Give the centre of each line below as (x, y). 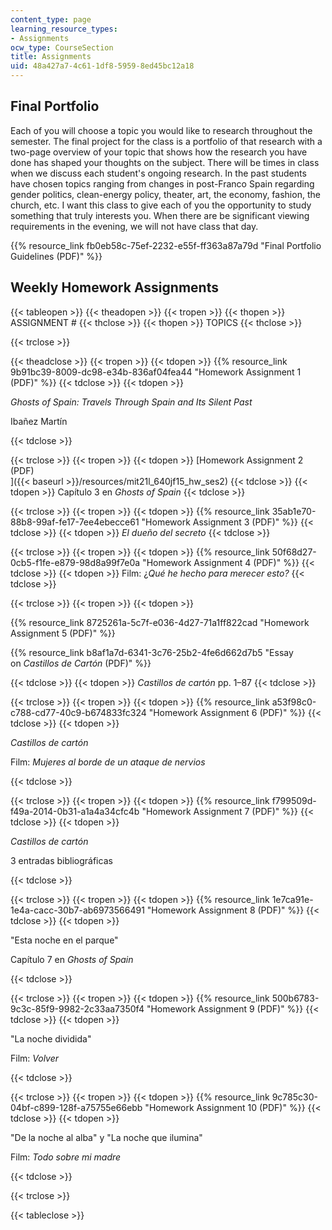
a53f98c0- (294, 702)
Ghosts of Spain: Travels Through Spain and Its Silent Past (131, 402)
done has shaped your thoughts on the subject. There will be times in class (165, 162)
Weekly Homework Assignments (114, 287)
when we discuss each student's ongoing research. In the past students (158, 173)
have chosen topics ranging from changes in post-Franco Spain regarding (162, 183)
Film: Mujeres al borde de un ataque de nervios (108, 762)
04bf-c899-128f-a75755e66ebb (76, 1107)
